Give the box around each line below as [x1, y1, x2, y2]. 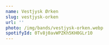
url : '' [5, 19, 25, 25]
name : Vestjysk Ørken [5, 8, 59, 15]
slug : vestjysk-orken [5, 14, 59, 20]
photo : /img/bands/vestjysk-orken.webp [5, 25, 104, 31]
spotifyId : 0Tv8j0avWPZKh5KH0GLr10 [5, 30, 93, 36]
